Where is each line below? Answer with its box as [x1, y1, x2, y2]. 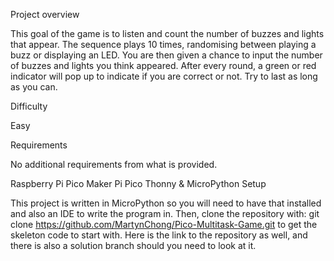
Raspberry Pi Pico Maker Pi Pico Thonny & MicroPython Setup [10, 178, 267, 189]
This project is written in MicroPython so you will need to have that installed [10, 197, 322, 209]
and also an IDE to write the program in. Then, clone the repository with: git [10, 208, 320, 219]
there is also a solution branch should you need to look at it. [10, 240, 257, 251]
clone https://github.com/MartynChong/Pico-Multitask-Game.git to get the [10, 219, 318, 230]
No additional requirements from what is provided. [10, 159, 218, 170]
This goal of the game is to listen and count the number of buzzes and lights [10, 28, 325, 39]
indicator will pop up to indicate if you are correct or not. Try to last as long [10, 70, 318, 82]
